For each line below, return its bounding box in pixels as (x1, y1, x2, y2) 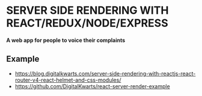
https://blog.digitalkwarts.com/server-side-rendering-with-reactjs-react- (14, 70, 196, 77)
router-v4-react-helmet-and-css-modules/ (14, 76, 121, 83)
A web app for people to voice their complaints (6, 37, 126, 44)
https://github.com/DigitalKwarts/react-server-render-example (14, 82, 170, 90)
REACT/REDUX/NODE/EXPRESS (6, 16, 168, 30)
